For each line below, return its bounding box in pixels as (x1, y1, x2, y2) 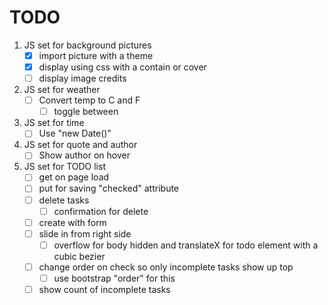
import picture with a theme (38, 49, 154, 61)
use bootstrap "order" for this (53, 272, 176, 284)
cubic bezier (53, 250, 106, 262)
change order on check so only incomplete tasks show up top (38, 261, 294, 273)
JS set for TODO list (23, 161, 106, 173)
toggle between (53, 106, 119, 118)
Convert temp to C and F (38, 94, 141, 106)
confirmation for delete (53, 205, 149, 217)
